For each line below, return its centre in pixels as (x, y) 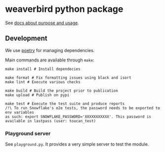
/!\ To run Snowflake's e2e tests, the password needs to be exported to (83, 108)
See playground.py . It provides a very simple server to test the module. (77, 144)
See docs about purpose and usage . (42, 23)
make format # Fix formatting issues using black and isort (68, 78)
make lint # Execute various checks (43, 82)
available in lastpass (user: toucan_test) (51, 121)
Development (26, 38)
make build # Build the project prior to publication (62, 91)
